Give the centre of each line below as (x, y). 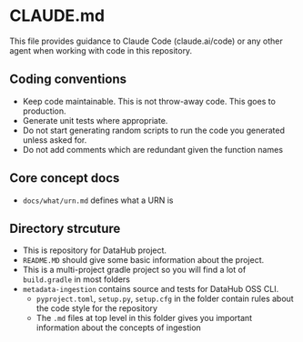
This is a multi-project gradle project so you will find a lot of (134, 270)
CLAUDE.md (57, 16)
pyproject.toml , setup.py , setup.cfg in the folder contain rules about (165, 299)
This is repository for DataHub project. (94, 250)
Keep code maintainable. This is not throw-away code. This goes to (149, 101)
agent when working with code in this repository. (101, 50)
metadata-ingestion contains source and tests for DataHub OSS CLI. (151, 289)
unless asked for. (55, 140)
